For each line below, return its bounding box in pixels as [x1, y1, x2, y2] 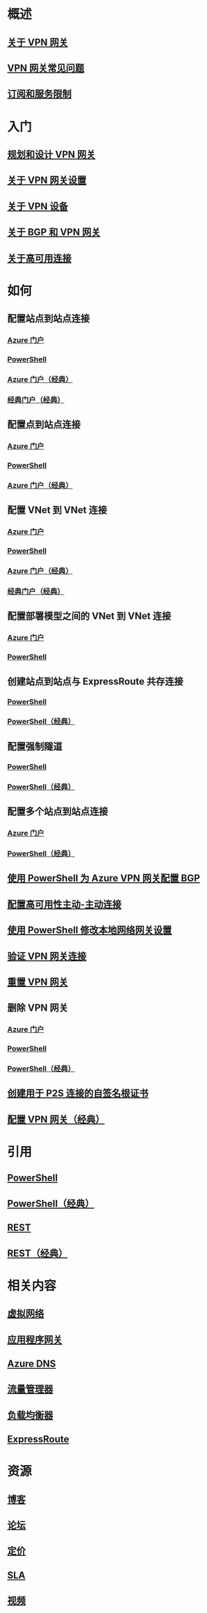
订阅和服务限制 [7, 88, 72, 100]
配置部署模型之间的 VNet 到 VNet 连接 [7, 610, 171, 622]
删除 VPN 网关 [7, 1002, 68, 1014]
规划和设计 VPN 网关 [7, 148, 96, 161]
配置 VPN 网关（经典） [7, 1113, 105, 1125]
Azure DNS [7, 1358, 56, 1369]
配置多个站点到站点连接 [7, 805, 108, 817]
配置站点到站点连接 [7, 313, 90, 325]
